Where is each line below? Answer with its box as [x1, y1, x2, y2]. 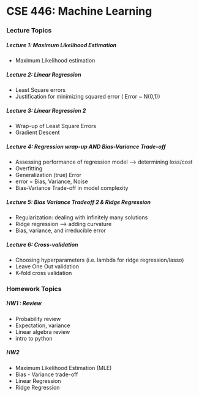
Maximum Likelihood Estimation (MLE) [15, 364, 112, 371]
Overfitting [15, 164, 43, 172]
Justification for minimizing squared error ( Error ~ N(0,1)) [15, 93, 160, 100]
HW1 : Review [6, 300, 42, 307]
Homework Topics [6, 284, 62, 293]
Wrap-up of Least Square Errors [15, 123, 97, 130]
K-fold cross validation [15, 269, 72, 276]
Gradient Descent [15, 129, 60, 136]
